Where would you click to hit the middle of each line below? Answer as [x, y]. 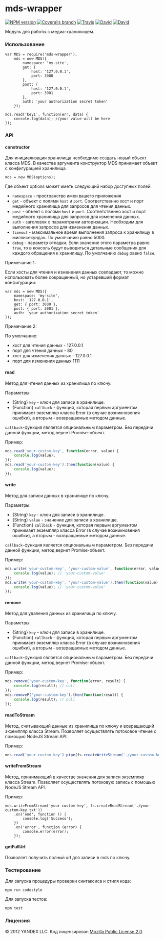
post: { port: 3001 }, [37, 309]
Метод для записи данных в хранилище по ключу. [57, 496]
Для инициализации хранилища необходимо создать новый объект [76, 158]
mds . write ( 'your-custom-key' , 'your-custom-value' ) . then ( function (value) [82, 582]
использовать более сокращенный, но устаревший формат [67, 277]
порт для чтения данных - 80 [42, 350]
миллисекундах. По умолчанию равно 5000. [59, 238]
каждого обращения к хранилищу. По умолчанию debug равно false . [84, 253]
